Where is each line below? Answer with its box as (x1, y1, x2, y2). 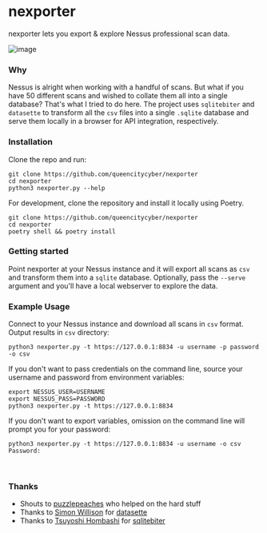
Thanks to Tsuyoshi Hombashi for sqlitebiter (19, 516, 165, 526)
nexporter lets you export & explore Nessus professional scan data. (8, 29, 230, 38)
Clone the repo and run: (8, 154, 86, 164)
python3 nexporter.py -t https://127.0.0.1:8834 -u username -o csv (8, 440, 241, 448)
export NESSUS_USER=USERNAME (8, 388, 106, 396)
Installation (8, 137, 54, 148)
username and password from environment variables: (8, 372, 185, 382)
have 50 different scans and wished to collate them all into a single (8, 91, 228, 101)
